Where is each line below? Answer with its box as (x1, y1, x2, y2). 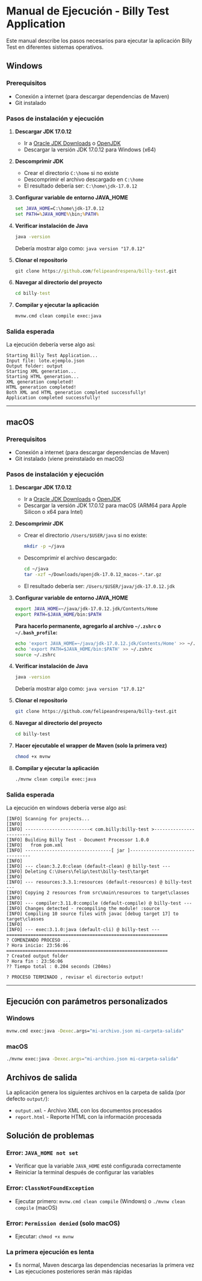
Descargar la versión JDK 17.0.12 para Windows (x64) (23, 146, 156, 153)
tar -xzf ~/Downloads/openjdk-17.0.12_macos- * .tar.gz (23, 572, 162, 578)
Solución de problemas (6, 1131, 94, 1141)
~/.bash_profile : (14, 628, 58, 636)
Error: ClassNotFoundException (6, 1184, 94, 1192)
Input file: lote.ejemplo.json (6, 358, 85, 364)
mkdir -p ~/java (23, 543, 65, 549)
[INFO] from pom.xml (6, 843, 63, 849)
